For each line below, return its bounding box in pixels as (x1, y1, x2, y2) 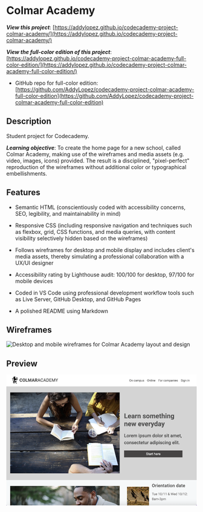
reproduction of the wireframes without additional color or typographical (6, 163, 187, 170)
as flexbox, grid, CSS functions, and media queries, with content (14, 228, 176, 235)
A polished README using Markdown (14, 307, 109, 314)
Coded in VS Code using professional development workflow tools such (14, 289, 195, 296)
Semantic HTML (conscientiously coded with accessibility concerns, (14, 204, 186, 211)
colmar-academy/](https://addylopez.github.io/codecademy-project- (6, 30, 178, 37)
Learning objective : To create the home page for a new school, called (6, 144, 181, 151)
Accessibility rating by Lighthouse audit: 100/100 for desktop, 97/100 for (14, 271, 195, 278)
